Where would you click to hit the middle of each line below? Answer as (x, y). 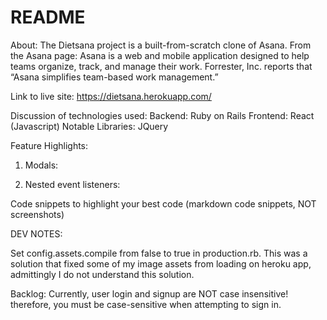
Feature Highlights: (49, 145)
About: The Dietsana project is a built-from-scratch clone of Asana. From (161, 45)
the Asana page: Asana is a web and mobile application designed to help (160, 55)
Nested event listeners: (72, 184)
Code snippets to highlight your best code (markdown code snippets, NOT (163, 203)
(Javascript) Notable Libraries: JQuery (89, 126)
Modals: (41, 165)
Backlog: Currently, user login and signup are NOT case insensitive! (149, 293)
